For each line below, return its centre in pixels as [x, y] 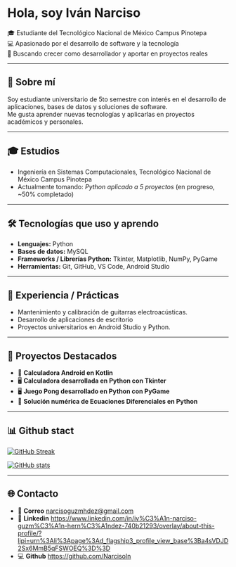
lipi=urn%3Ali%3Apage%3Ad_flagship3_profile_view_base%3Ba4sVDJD [123, 540]
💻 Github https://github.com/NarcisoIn [74, 556]
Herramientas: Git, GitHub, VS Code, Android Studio [93, 267]
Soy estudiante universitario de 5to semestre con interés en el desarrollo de [117, 99]
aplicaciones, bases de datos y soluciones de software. [87, 106]
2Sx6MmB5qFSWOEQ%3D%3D [64, 548]
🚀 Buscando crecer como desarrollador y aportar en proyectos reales [108, 53]
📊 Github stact [41, 431]
